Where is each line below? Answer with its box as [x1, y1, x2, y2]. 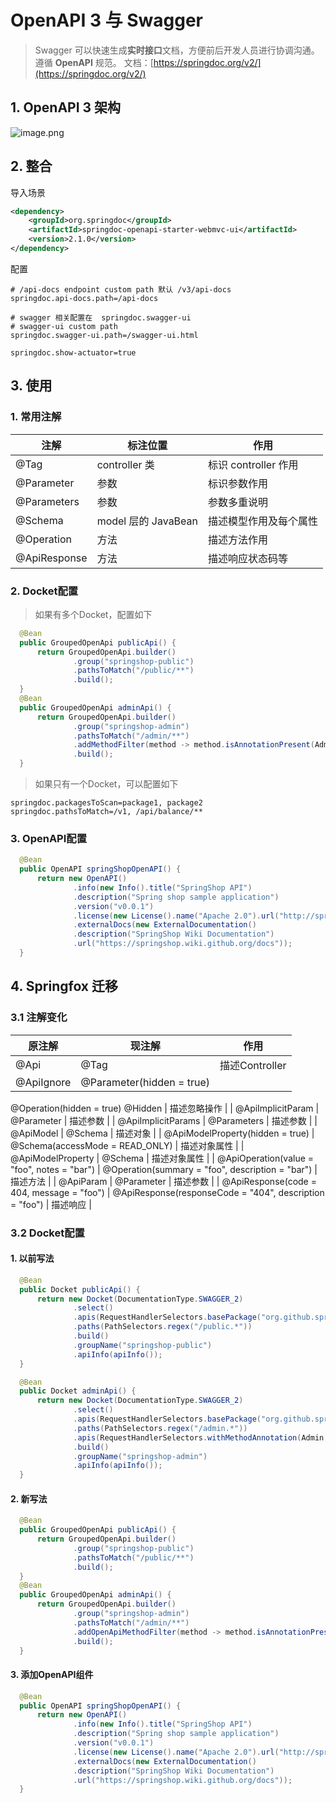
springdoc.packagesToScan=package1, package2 [10, 798, 203, 808]
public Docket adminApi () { [19, 1386, 137, 1396]
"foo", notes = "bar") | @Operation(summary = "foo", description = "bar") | [10, 1163, 318, 1175]
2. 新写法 [10, 1492, 48, 1505]
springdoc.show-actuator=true [10, 347, 137, 358]
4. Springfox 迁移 [10, 978, 119, 995]
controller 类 [96, 457, 155, 471]
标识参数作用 [208, 476, 269, 490]
